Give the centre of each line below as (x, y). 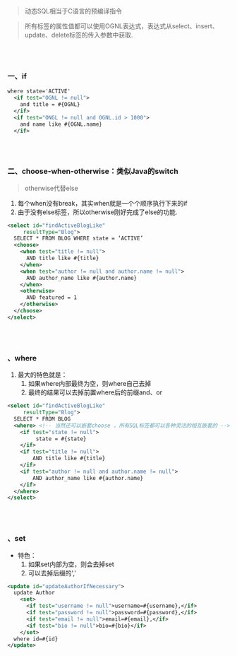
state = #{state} (61, 439)
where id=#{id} (36, 639)
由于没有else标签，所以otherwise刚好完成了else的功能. (97, 212)
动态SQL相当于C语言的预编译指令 (73, 11)
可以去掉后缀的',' (52, 573)
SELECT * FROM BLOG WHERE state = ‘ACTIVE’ (78, 239)
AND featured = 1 (51, 298)
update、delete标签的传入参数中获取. (79, 35)
